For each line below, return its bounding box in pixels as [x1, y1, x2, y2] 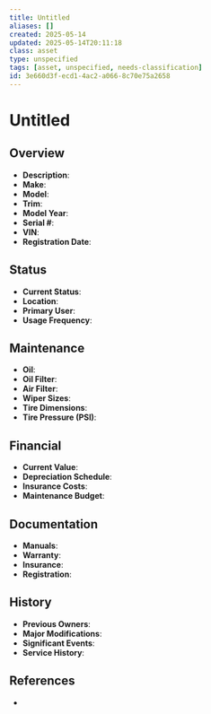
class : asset [9, 47, 58, 56]
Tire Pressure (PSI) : [22, 412, 97, 422]
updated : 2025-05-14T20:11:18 [9, 38, 123, 48]
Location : [22, 295, 59, 306]
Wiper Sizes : [22, 393, 72, 404]
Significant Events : [22, 638, 95, 649]
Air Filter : [22, 383, 58, 395]
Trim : [22, 198, 43, 209]
